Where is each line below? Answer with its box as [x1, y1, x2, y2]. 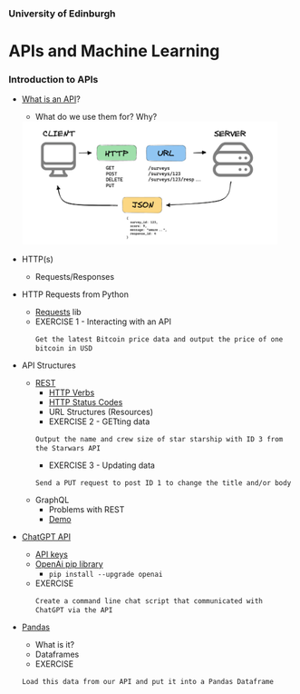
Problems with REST [48, 504, 125, 515]
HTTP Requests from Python [21, 289, 129, 300]
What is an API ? [21, 94, 81, 104]
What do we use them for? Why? [34, 112, 158, 123]
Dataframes [34, 649, 80, 660]
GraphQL [34, 494, 70, 506]
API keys [34, 549, 69, 560]
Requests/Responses [34, 272, 115, 283]
